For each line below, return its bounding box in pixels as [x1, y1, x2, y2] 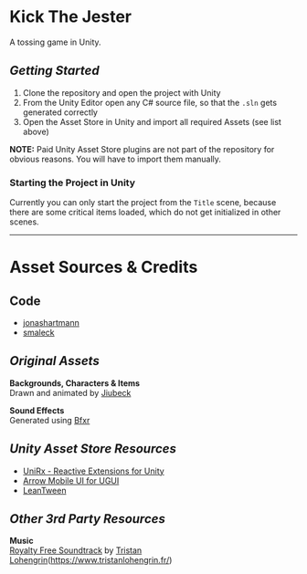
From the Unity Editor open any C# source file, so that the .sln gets [22, 97, 277, 108]
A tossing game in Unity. [9, 37, 102, 47]
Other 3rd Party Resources [9, 511, 166, 527]
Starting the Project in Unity [9, 176, 135, 189]
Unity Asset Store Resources [9, 441, 176, 457]
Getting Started [9, 63, 100, 78]
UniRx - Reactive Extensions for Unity [22, 465, 164, 476]
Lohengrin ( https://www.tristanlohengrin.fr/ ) [9, 555, 173, 566]
